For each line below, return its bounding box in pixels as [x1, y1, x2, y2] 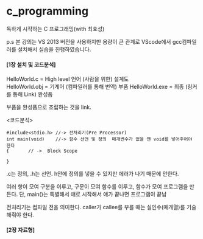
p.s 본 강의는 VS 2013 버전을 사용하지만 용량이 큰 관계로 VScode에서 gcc [6, 38, 182, 45]
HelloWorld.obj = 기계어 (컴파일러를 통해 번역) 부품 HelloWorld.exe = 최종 [6, 83, 184, 91]
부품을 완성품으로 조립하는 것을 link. [6, 103, 91, 111]
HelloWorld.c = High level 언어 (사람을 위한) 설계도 [6, 75, 129, 83]
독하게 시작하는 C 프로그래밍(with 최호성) [6, 25, 105, 32]
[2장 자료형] [6, 226, 35, 234]
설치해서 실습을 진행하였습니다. [17, 46, 91, 53]
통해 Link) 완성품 [12, 91, 53, 98]
